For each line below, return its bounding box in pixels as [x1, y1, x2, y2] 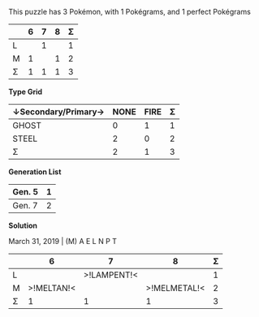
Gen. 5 [12, 186, 39, 197]
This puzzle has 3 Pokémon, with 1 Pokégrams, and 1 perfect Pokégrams [8, 7, 252, 16]
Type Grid [8, 87, 43, 96]
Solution [8, 221, 38, 230]
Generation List [8, 167, 62, 177]
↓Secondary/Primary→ [12, 106, 105, 117]
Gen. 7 [12, 200, 38, 211]
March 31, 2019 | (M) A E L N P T [8, 237, 118, 246]
